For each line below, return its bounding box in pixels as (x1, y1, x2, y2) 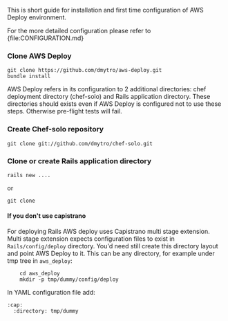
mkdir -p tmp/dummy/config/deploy (19, 276, 119, 283)
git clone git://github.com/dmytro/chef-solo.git (7, 140, 153, 147)
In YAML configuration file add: (7, 288, 95, 297)
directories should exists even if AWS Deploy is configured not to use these (7, 100, 222, 108)
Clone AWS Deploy (7, 51, 72, 61)
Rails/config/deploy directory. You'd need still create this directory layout (7, 242, 218, 250)
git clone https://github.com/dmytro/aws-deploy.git (7, 67, 162, 74)
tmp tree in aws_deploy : (7, 257, 73, 265)
